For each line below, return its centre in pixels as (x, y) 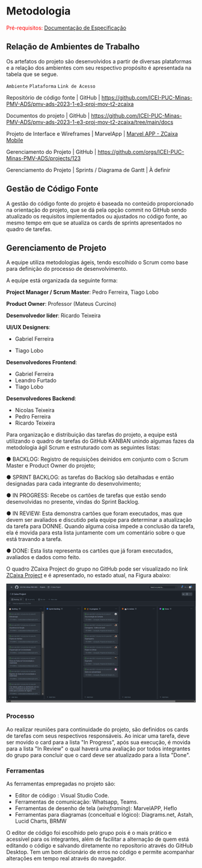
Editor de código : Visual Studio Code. (62, 795)
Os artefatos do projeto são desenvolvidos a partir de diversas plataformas (99, 61)
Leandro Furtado (36, 381)
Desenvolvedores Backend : (41, 399)
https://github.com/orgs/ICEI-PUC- (141, 151)
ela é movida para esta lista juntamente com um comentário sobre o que (96, 533)
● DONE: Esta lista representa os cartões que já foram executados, (90, 551)
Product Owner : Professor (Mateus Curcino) (61, 304)
